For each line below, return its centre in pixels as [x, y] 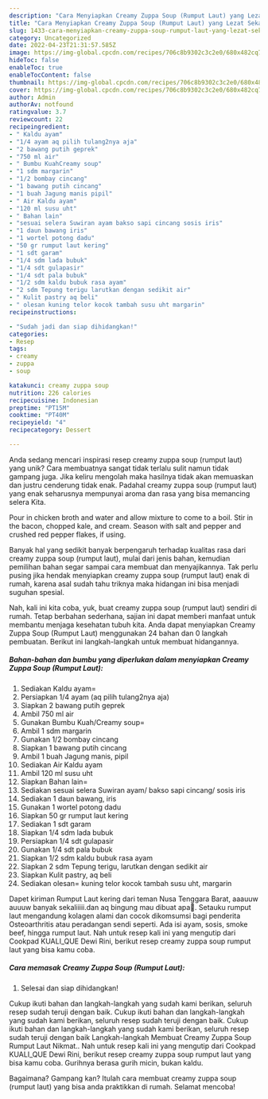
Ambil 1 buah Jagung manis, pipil [74, 756]
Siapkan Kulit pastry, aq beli [66, 875]
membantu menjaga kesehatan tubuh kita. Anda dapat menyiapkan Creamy [132, 624]
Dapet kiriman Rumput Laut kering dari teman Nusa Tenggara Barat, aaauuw [134, 899]
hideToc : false [34, 61]
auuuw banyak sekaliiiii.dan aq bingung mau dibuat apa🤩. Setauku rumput [130, 907]
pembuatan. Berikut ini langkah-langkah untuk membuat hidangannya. [124, 641]
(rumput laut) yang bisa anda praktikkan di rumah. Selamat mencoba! [122, 1086]
